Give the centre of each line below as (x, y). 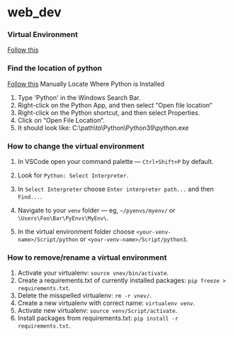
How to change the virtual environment (76, 146)
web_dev (34, 12)
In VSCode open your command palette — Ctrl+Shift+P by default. (115, 162)
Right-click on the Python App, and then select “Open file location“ (115, 105)
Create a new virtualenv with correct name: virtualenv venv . (106, 303)
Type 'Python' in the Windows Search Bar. (79, 97)
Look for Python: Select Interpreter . (73, 175)
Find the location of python (55, 68)
